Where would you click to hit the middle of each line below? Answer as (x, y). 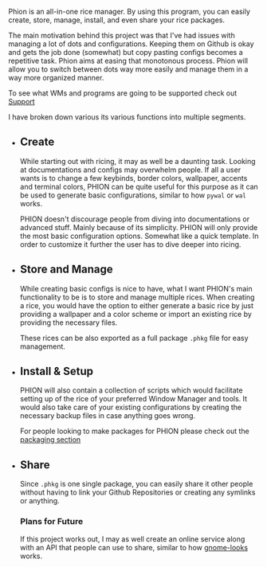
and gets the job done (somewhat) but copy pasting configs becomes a (126, 52)
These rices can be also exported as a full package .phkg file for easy (134, 338)
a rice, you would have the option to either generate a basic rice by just (136, 305)
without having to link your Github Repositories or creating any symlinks (137, 492)
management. (43, 346)
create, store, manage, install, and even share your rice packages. (117, 20)
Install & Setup (57, 371)
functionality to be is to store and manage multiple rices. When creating (137, 297)
